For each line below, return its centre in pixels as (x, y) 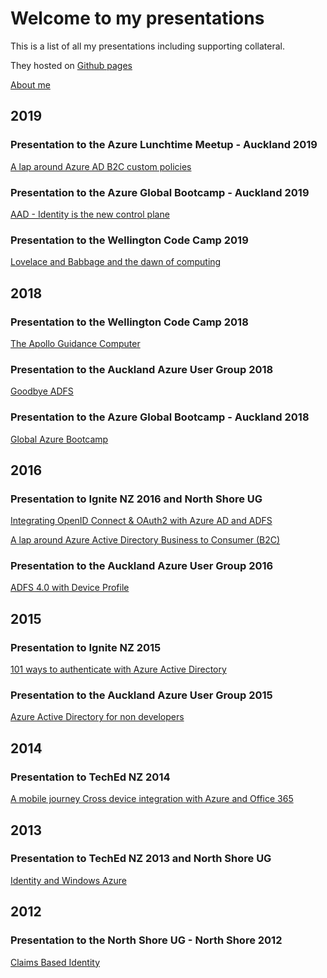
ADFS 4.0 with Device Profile (70, 588)
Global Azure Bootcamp (59, 439)
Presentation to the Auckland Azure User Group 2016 (142, 566)
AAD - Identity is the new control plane (90, 214)
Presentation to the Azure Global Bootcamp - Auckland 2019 (160, 192)
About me (30, 84)
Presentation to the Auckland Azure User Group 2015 (141, 695)
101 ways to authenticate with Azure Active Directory (118, 669)
